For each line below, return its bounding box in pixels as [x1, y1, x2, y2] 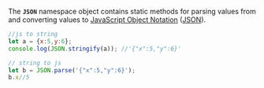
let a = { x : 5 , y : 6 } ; [8, 37, 73, 46]
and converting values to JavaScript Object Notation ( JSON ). [8, 15, 206, 24]
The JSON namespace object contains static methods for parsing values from [8, 7, 256, 16]
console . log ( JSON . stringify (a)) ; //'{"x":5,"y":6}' [8, 45, 181, 53]
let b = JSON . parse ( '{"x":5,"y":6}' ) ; [8, 66, 136, 74]
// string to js [8, 59, 61, 67]
